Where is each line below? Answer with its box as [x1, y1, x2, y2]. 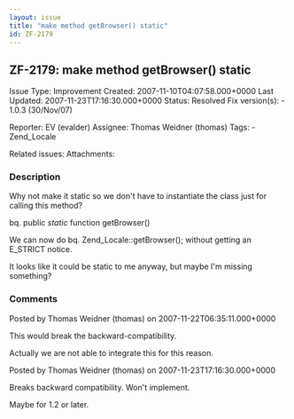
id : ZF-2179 [9, 29, 53, 38]
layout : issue [9, 12, 62, 22]
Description [9, 170, 61, 183]
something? [9, 271, 52, 281]
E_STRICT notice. [9, 244, 73, 255]
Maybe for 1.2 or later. [9, 399, 89, 409]
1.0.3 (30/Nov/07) [9, 105, 73, 115]
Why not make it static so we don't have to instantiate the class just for [9, 191, 267, 202]
